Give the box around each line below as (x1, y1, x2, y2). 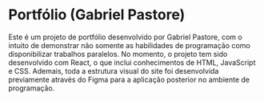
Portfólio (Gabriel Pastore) (8, 6, 186, 24)
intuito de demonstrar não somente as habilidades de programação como (8, 40, 250, 50)
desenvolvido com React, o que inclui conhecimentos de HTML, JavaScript (8, 58, 256, 67)
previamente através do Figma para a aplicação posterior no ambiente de (8, 75, 250, 84)
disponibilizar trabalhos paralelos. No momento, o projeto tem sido (8, 49, 228, 59)
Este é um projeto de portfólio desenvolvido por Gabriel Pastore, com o (8, 32, 242, 42)
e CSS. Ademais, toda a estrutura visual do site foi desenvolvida (8, 66, 219, 75)
